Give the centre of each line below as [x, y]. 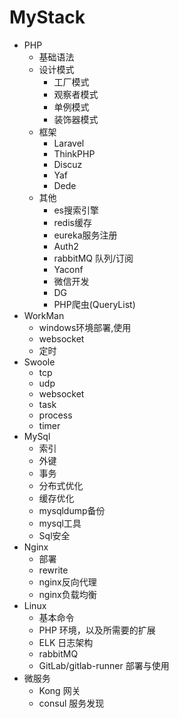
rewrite [53, 570]
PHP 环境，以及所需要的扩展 [97, 630]
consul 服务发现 [71, 703]
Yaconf [68, 269]
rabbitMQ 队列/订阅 [93, 258]
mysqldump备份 [72, 510]
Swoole [39, 362]
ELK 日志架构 [66, 642]
